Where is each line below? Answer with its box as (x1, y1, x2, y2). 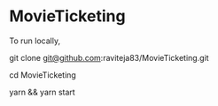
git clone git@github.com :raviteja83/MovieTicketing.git (9, 52, 210, 63)
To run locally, (9, 35, 60, 46)
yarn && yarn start (9, 87, 75, 97)
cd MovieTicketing (9, 69, 77, 80)
